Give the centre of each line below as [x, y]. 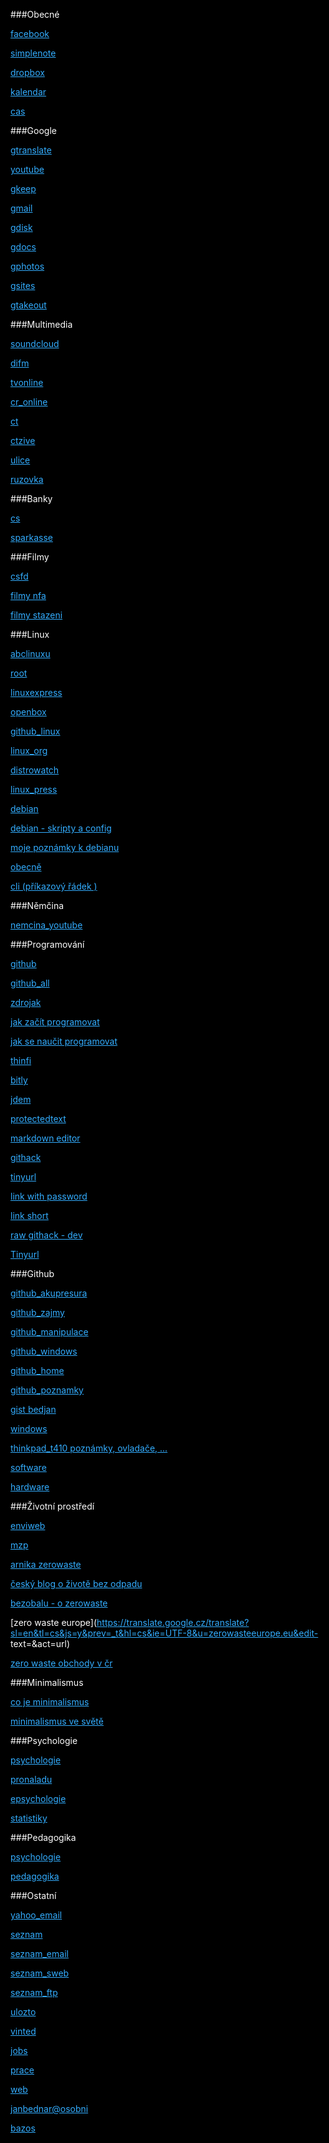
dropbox [27, 72]
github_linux [35, 731]
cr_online [29, 402]
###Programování [47, 944]
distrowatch [35, 770]
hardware [30, 1487]
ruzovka [27, 479]
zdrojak [26, 1002]
